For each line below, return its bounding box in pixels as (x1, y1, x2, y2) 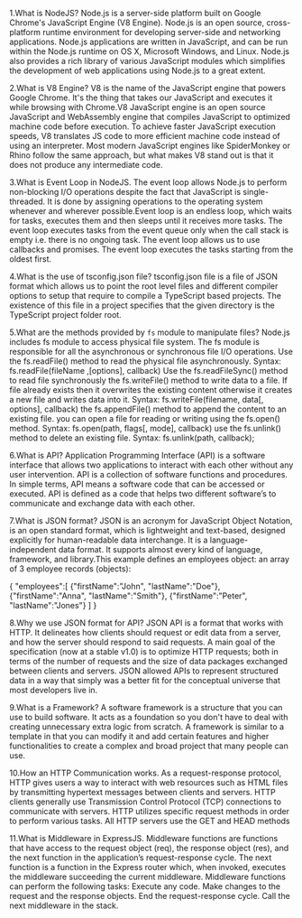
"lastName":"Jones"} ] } (9, 600, 97, 610)
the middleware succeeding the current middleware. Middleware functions (9, 871, 287, 882)
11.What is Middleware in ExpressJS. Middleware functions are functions (9, 833, 279, 843)
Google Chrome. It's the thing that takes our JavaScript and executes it (9, 92, 273, 103)
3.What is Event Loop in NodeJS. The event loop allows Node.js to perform (9, 177, 288, 188)
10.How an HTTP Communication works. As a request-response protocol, (9, 767, 282, 778)
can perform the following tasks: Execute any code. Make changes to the (9, 881, 281, 892)
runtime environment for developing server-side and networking (41, 27, 281, 37)
